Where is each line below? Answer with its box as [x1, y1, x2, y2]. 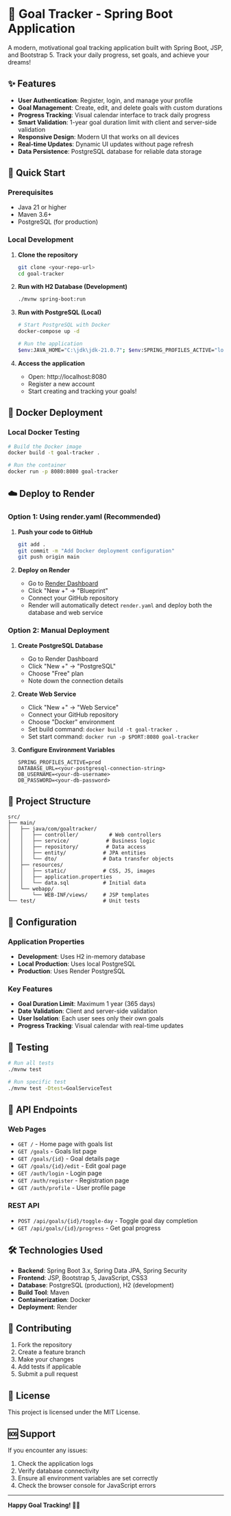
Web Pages [8, 1125, 47, 1134]
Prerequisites [8, 188, 53, 198]
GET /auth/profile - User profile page [17, 1184, 126, 1192]
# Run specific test [8, 1079, 67, 1086]
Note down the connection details [27, 676, 124, 685]
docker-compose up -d [17, 328, 80, 335]
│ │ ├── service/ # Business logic [8, 837, 156, 845]
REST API [8, 1201, 40, 1211]
